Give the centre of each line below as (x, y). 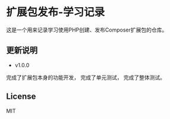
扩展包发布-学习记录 (56, 12)
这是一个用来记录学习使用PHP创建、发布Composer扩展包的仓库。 (87, 30)
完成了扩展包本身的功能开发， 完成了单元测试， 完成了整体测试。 (86, 77)
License (21, 97)
